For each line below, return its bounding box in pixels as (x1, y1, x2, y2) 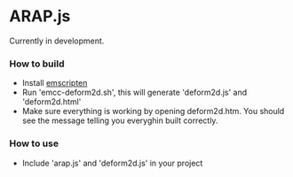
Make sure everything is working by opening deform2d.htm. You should (21, 106, 285, 117)
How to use (9, 137, 59, 150)
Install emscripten (21, 78, 88, 88)
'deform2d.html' (21, 96, 82, 107)
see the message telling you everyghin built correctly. (21, 115, 218, 126)
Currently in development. (9, 35, 105, 46)
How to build (9, 58, 65, 70)
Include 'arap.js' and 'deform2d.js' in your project (21, 158, 203, 168)
